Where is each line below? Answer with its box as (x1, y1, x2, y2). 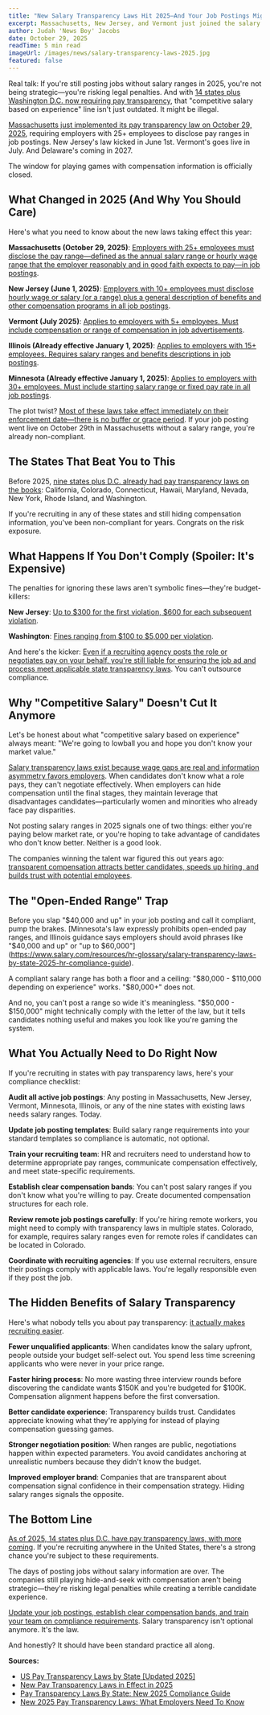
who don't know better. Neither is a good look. (8, 838, 162, 848)
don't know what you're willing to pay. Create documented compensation (8, 1190, 251, 1199)
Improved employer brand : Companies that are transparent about (8, 1472, 227, 1482)
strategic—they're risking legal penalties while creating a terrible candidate (8, 1584, 257, 1594)
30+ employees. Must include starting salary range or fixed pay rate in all (8, 381, 251, 391)
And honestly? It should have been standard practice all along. (8, 1640, 215, 1650)
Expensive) (8, 561, 66, 575)
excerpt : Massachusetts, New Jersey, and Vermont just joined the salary (8, 19, 261, 27)
